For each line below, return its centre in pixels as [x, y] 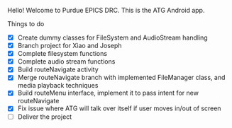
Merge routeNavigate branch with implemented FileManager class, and [121, 78]
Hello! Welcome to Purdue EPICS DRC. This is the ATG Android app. [106, 10]
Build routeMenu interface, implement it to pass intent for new [108, 93]
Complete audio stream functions [66, 62]
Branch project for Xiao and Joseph [70, 46]
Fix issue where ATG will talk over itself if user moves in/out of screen [119, 108]
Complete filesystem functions [62, 54]
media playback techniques [58, 86]
